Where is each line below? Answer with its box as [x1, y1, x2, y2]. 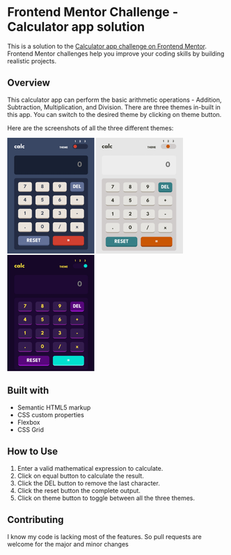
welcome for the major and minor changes [7, 540, 129, 548]
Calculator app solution [7, 19, 145, 35]
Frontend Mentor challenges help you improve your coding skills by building [7, 49, 225, 58]
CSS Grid [17, 425, 44, 434]
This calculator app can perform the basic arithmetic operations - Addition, [7, 95, 222, 104]
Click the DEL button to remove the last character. [17, 478, 160, 487]
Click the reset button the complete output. [17, 486, 141, 494]
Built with [7, 384, 49, 397]
